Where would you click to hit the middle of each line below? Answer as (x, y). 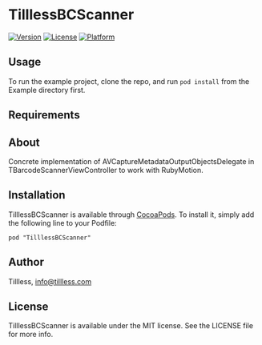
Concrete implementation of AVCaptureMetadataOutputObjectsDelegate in (131, 161)
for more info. (31, 335)
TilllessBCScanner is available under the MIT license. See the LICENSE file (131, 326)
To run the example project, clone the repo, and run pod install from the (129, 81)
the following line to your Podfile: (63, 223)
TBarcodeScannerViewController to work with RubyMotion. (106, 170)
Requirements (44, 115)
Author (26, 262)
